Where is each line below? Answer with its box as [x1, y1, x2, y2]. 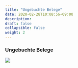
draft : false [5, 21, 32, 26]
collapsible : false [5, 26, 45, 31]
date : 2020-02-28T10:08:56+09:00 [5, 12, 74, 17]
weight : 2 [5, 30, 26, 35]
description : [5, 16, 32, 21]
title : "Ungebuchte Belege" [5, 7, 63, 12]
